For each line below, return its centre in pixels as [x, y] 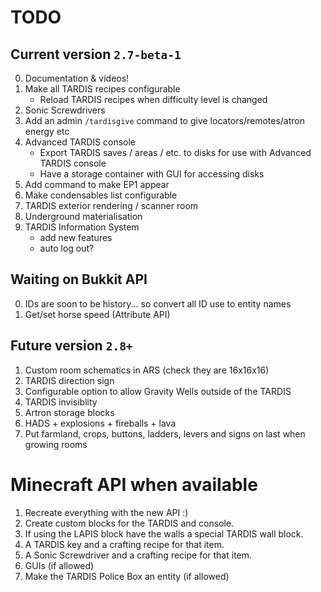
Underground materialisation [83, 216]
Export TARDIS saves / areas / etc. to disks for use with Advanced [175, 152]
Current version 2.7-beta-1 [96, 54]
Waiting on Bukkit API [79, 279]
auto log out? [67, 248]
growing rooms [56, 444]
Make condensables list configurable [101, 195]
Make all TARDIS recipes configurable [102, 89]
